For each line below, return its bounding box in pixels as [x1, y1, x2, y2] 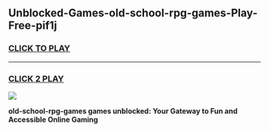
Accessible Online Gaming [8, 114, 98, 124]
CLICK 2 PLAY [8, 73, 64, 84]
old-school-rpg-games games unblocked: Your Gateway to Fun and [8, 106, 238, 115]
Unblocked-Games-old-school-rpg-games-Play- [8, 6, 258, 20]
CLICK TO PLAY [8, 43, 70, 54]
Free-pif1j [8, 19, 58, 33]
